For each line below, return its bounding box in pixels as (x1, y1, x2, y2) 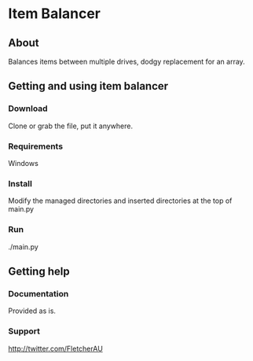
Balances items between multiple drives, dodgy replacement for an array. (8, 57, 245, 66)
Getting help (8, 264, 70, 278)
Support (8, 326, 41, 337)
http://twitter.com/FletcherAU (8, 344, 104, 353)
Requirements (8, 141, 64, 152)
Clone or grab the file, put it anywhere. (8, 121, 134, 131)
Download (8, 103, 49, 114)
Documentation (8, 288, 69, 299)
